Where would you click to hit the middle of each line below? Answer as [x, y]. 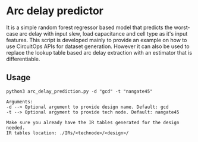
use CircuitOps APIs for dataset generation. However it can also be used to [98, 46]
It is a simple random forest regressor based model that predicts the [89, 27]
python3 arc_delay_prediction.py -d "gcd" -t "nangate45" [79, 91]
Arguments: [20, 102]
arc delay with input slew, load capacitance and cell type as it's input [103, 33]
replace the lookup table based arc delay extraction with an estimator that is [99, 52]
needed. [16, 128]
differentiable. [23, 59]
